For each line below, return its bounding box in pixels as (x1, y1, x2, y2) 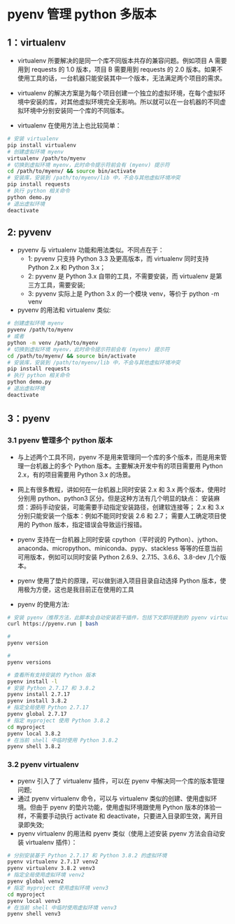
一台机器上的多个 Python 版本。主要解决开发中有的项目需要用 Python (23, 461, 223, 470)
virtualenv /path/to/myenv (7, 155, 86, 162)
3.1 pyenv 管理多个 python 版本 (7, 435, 113, 445)
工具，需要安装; (40, 281, 85, 290)
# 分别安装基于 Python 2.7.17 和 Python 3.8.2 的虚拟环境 (7, 852, 167, 859)
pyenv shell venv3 (7, 911, 61, 918)
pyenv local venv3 (7, 897, 61, 904)
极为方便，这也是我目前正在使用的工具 (23, 585, 134, 593)
